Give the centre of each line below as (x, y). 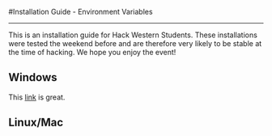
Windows (33, 77)
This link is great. (37, 97)
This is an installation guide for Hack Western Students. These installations (133, 35)
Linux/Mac (36, 123)
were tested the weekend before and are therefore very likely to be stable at (135, 43)
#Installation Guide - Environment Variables (81, 12)
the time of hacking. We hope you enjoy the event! (92, 52)
